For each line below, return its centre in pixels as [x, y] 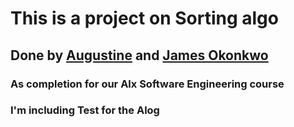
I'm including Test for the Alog [85, 110]
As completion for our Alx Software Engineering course [147, 84]
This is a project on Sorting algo [144, 18]
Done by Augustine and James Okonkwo [139, 55]
